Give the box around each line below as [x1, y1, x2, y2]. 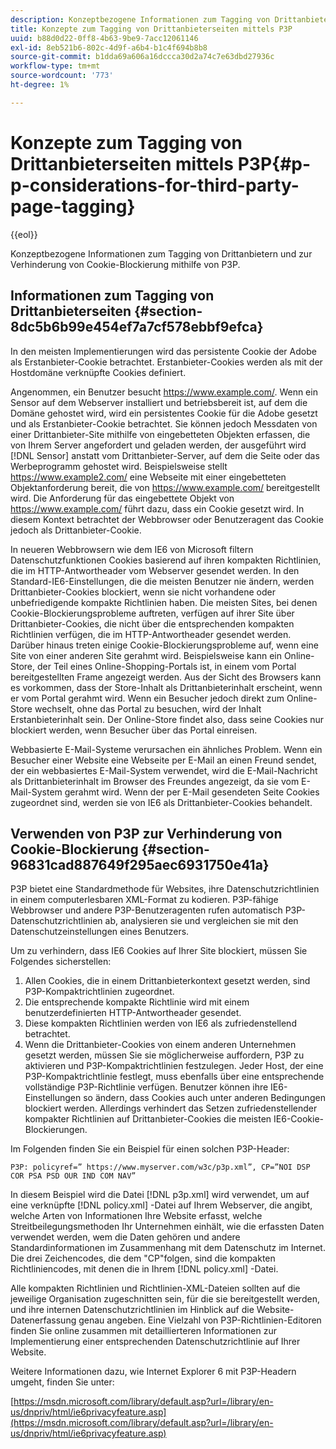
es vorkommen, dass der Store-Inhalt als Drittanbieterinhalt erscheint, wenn [10, 681, 323, 693]
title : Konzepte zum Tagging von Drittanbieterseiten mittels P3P [10, 24, 293, 34]
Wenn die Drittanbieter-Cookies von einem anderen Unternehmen [24, 1039, 297, 1051]
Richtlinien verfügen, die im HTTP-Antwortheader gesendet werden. [10, 628, 292, 640]
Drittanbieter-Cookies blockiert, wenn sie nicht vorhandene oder [10, 586, 276, 598]
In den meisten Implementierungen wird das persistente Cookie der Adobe [10, 345, 317, 357]
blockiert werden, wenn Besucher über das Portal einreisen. [10, 724, 258, 736]
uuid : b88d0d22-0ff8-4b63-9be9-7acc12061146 [10, 33, 199, 43]
